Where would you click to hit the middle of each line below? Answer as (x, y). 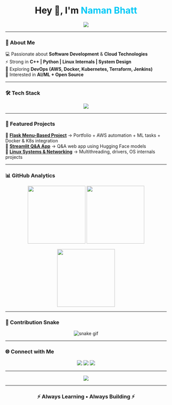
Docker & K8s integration (32, 140)
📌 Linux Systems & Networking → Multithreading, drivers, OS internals (80, 152)
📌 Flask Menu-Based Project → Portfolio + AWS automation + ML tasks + (83, 135)
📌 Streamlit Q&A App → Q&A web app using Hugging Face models (76, 146)
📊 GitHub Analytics (30, 175)
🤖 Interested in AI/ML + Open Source (45, 75)
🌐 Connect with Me (30, 352)
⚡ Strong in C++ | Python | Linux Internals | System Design (68, 62)
